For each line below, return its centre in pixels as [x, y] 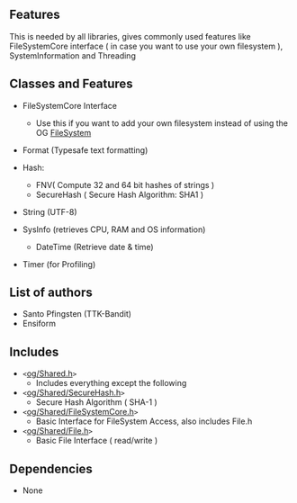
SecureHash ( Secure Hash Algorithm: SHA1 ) [120, 194]
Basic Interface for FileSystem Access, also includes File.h [144, 421]
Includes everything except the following [111, 383]
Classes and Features [71, 84]
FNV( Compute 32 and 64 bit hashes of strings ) [125, 184]
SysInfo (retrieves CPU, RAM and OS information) [114, 229]
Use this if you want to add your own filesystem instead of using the [162, 123]
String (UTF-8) [49, 211]
